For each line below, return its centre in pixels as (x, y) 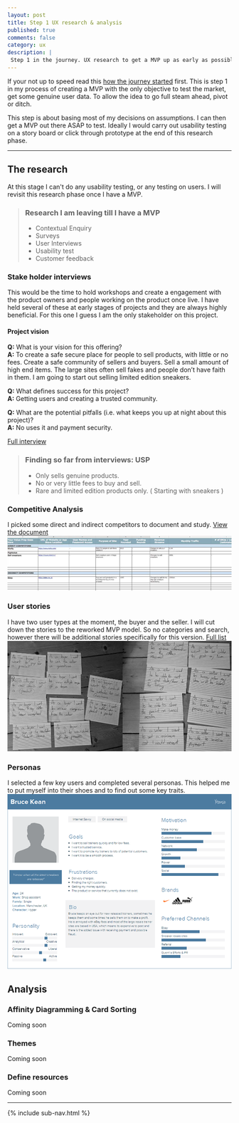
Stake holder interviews (49, 276)
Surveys (48, 236)
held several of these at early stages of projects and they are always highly (117, 308)
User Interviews (58, 243)
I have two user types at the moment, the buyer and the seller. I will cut (111, 622)
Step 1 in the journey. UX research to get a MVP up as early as (109, 61)
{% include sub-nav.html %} (49, 1113)
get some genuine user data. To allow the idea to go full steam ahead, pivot (118, 96)
